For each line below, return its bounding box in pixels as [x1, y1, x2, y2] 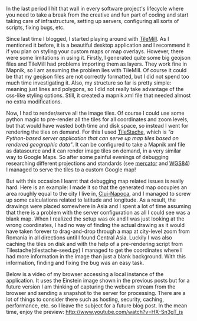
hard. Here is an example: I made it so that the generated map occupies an [6, 184, 188, 191]
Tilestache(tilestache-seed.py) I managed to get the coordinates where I [6, 247, 182, 254]
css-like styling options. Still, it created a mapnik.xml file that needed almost [6, 92, 191, 99]
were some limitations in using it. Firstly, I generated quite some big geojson [6, 54, 191, 61]
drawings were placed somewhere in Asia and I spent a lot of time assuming [6, 203, 192, 209]
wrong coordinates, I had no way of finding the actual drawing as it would [6, 222, 185, 228]
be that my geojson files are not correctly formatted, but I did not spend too [6, 73, 190, 80]
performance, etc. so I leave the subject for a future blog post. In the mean [6, 302, 188, 309]
